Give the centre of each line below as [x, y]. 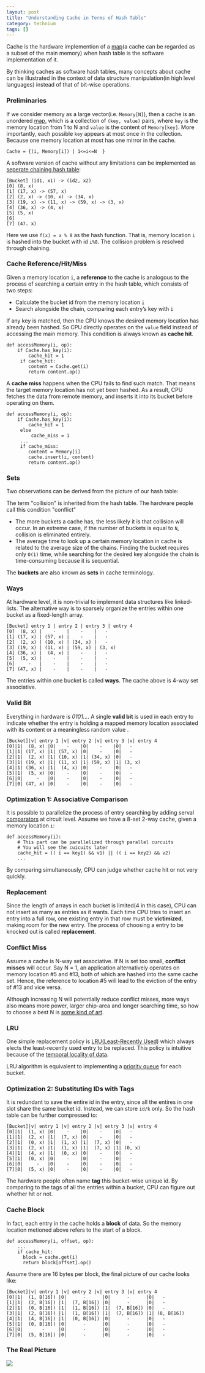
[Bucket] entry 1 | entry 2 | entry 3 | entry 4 [69, 626]
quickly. [16, 877]
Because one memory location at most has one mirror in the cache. [91, 140]
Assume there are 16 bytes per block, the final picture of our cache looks [98, 1274]
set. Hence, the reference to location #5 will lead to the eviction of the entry [102, 980]
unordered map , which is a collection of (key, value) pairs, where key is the [102, 120]
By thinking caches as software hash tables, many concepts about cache [99, 72]
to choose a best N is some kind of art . [55, 1012]
